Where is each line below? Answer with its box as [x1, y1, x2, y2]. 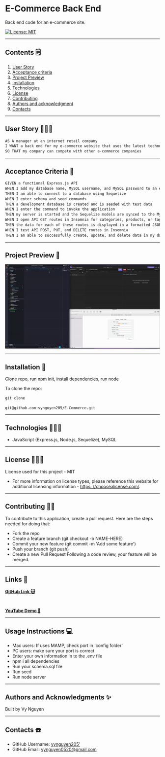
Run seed [12, 669, 32, 675]
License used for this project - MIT [5, 469, 75, 474]
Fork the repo [12, 530, 40, 536]
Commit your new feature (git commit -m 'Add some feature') [12, 541, 136, 546]
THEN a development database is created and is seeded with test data [5, 202, 153, 207]
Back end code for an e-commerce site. [5, 19, 86, 25]
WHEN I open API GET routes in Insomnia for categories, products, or [5, 217, 153, 222]
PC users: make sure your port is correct [12, 648, 95, 654]
